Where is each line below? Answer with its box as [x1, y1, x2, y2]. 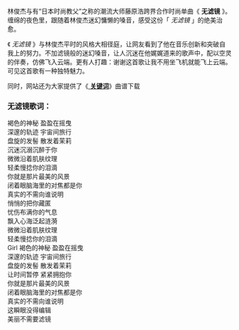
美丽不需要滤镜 [7, 315, 51, 324]
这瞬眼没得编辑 [7, 306, 51, 314]
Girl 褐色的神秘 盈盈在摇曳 [7, 244, 84, 252]
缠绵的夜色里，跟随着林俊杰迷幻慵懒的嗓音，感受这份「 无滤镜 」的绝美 [7, 16, 217, 24]
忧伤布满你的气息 [7, 208, 58, 217]
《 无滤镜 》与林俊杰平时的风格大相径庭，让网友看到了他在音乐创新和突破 [7, 40, 220, 48]
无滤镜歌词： [7, 101, 52, 111]
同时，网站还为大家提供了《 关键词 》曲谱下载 [7, 82, 140, 90]
